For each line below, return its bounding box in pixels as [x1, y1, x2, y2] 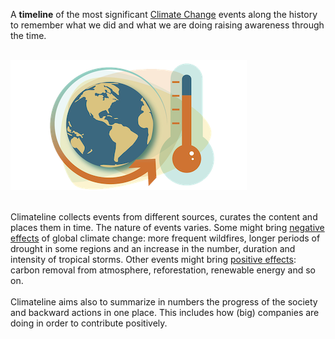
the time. [10, 30, 47, 41]
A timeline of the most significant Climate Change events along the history [10, 9, 318, 20]
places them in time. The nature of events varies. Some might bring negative [10, 222, 325, 233]
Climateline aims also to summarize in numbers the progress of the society [10, 296, 318, 308]
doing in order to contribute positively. [10, 317, 168, 329]
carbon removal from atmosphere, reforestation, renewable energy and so [10, 264, 317, 276]
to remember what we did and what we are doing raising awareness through [10, 19, 325, 31]
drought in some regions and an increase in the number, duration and [10, 243, 296, 254]
